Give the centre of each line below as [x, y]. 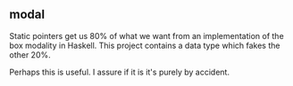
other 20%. [30, 55]
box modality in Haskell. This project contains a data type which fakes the [145, 45]
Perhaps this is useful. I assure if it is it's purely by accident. [120, 72]
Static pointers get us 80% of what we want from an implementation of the [146, 35]
